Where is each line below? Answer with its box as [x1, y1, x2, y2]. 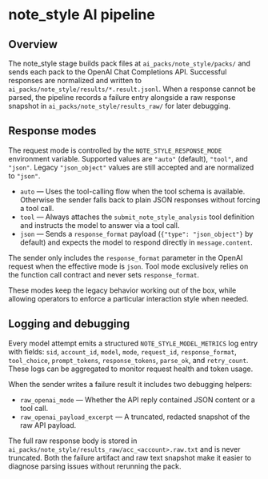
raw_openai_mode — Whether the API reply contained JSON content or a [19, 394, 256, 405]
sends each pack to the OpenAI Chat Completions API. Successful [8, 67, 227, 77]
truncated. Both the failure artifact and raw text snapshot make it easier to [8, 453, 252, 462]
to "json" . [8, 170, 41, 181]
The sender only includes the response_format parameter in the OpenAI [8, 253, 243, 262]
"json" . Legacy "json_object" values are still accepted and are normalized [8, 162, 254, 172]
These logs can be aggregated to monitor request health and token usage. [8, 364, 254, 373]
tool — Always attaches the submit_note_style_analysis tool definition [19, 212, 254, 222]
